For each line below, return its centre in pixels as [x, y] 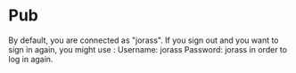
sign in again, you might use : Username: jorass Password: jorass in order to [148, 49]
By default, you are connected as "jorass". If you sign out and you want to [144, 40]
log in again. [31, 59]
